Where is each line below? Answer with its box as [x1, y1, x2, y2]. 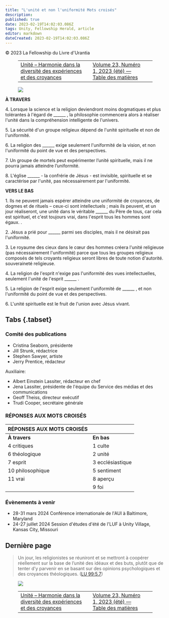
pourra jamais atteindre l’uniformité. [5, 162, 80, 169]
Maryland [12, 516, 33, 522]
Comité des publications [5, 331, 67, 338]
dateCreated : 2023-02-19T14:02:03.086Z [5, 36, 90, 41]
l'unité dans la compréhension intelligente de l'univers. [5, 117, 119, 123]
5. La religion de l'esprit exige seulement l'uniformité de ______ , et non [5, 285, 152, 291]
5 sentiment [92, 467, 121, 474]
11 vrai [8, 475, 25, 482]
